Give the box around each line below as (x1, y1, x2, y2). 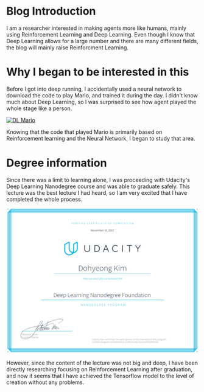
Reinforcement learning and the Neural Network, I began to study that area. (6, 135, 195, 142)
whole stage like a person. (6, 105, 72, 112)
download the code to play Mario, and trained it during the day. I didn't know (6, 91, 198, 99)
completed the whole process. (6, 195, 83, 203)
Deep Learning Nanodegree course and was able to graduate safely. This (6, 183, 191, 190)
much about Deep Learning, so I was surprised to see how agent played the (6, 98, 197, 105)
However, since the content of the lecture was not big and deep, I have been (6, 359, 198, 366)
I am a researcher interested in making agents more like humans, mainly (6, 24, 187, 32)
